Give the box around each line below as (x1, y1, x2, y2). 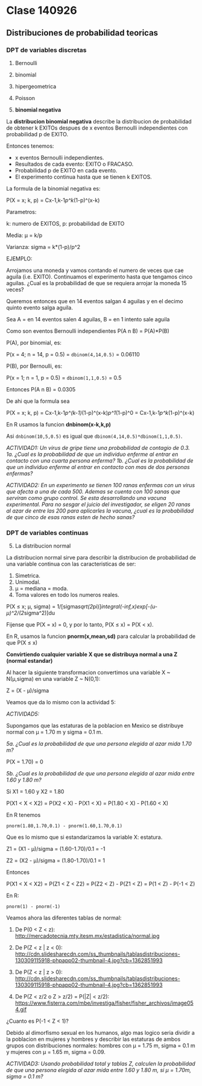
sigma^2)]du (24, 610, 55, 617)
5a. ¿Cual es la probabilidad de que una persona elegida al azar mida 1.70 (6, 740, 192, 748)
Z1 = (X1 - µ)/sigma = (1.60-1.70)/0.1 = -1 (6, 845, 106, 853)
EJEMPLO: (6, 254, 33, 262)
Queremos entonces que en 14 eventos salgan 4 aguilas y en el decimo (6, 297, 183, 305)
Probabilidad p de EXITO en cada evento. (14, 166, 118, 174)
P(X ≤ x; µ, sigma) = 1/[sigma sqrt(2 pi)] (6, 603, 101, 610)
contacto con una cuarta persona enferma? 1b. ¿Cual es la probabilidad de (6, 456, 194, 464)
